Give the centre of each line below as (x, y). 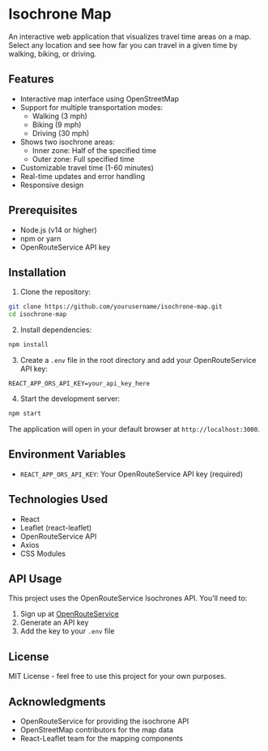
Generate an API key (54, 623)
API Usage (35, 579)
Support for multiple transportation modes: (91, 107)
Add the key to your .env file (67, 631)
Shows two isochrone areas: (68, 142)
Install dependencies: (56, 330)
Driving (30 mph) (61, 133)
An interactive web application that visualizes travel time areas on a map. (130, 36)
